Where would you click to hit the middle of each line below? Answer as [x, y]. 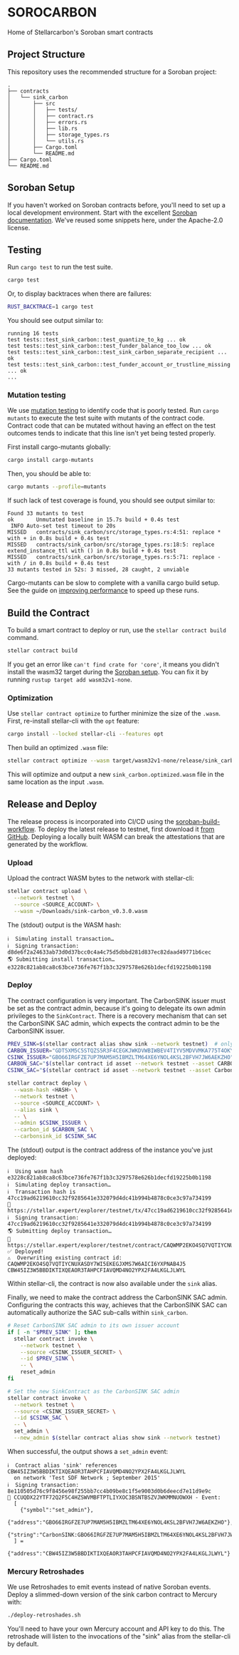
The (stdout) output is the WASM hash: [64, 924]
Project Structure [46, 55]
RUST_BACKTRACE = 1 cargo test [51, 307]
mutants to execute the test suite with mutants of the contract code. [106, 418]
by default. [23, 1644]
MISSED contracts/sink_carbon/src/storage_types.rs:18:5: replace [111, 545]
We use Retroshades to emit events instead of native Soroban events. [109, 1587]
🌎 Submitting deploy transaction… [59, 1231]
